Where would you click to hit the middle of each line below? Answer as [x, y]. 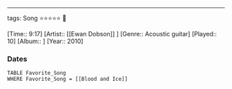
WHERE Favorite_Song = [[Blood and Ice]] [68, 79]
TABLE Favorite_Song [37, 73]
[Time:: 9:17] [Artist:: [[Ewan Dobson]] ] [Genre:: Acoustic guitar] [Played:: [112, 34]
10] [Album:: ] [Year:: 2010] [45, 41]
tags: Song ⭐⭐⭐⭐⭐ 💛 [37, 18]
